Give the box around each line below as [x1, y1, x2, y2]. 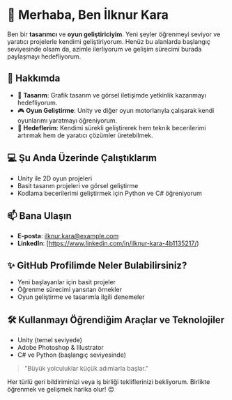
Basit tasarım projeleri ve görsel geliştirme [17, 181, 139, 190]
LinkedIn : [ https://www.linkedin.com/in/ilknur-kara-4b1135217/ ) [17, 239, 200, 247]
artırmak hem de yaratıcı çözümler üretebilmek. [17, 131, 153, 139]
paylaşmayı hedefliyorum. [7, 52, 82, 61]
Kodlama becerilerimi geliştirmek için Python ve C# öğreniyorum [17, 189, 202, 197]
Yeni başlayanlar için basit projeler [17, 278, 116, 286]
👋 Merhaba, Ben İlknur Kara [7, 7, 169, 23]
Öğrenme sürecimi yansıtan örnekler [17, 286, 123, 294]
